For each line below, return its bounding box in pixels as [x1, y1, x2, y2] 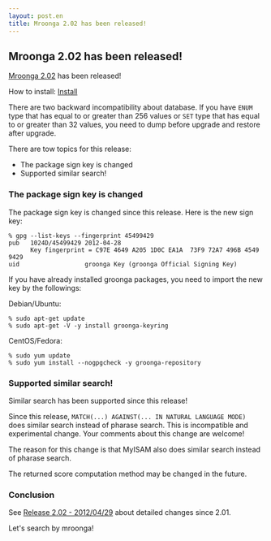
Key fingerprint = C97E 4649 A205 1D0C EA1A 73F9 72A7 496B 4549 [29, 245, 260, 254]
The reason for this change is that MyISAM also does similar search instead [8, 444, 261, 454]
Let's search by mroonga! [8, 523, 94, 533]
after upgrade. [8, 128, 57, 138]
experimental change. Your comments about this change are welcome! [8, 428, 245, 439]
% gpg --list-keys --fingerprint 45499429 [8, 232, 154, 240]
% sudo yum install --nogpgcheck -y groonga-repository [8, 358, 201, 366]
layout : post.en [8, 11, 63, 20]
